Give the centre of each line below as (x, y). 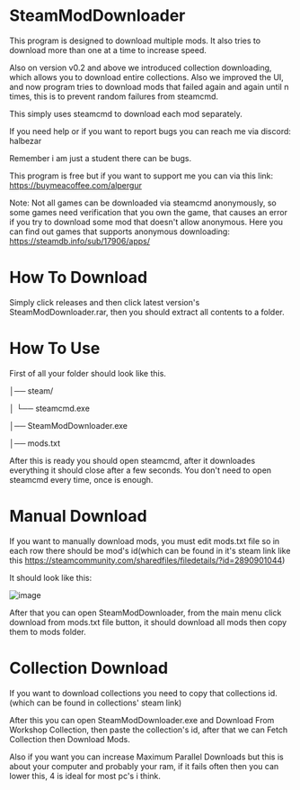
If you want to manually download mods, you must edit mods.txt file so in (145, 540)
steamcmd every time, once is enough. (81, 479)
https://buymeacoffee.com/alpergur (75, 185)
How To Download (79, 278)
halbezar (26, 141)
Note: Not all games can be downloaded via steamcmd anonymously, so (143, 203)
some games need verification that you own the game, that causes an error (149, 212)
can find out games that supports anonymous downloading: (120, 232)
